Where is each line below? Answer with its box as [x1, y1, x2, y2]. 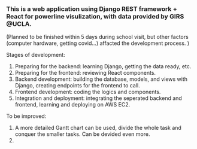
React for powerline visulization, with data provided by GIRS [6, 12, 184, 20]
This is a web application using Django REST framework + [6, 5, 178, 13]
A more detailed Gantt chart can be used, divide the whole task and [14, 124, 181, 132]
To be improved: [6, 112, 47, 120]
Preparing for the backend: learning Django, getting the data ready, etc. [14, 63, 192, 70]
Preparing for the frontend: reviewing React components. [14, 69, 156, 77]
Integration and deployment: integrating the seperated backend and [14, 95, 183, 102]
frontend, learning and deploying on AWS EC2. [14, 101, 131, 108]
